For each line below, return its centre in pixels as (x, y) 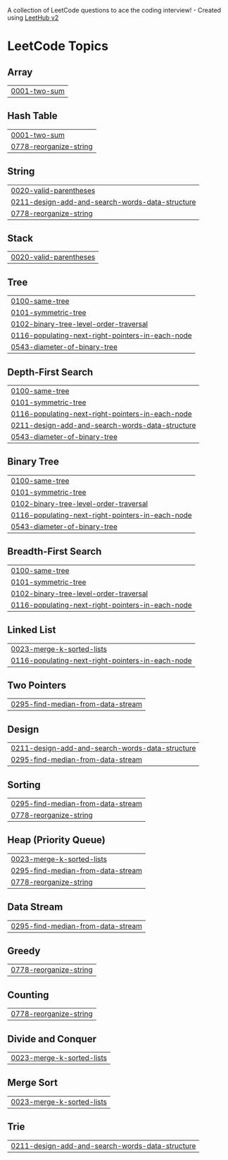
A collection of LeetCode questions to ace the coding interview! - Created (114, 10)
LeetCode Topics (58, 46)
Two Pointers (37, 685)
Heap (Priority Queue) (56, 840)
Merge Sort (33, 1083)
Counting (28, 995)
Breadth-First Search (55, 551)
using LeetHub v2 (33, 18)
